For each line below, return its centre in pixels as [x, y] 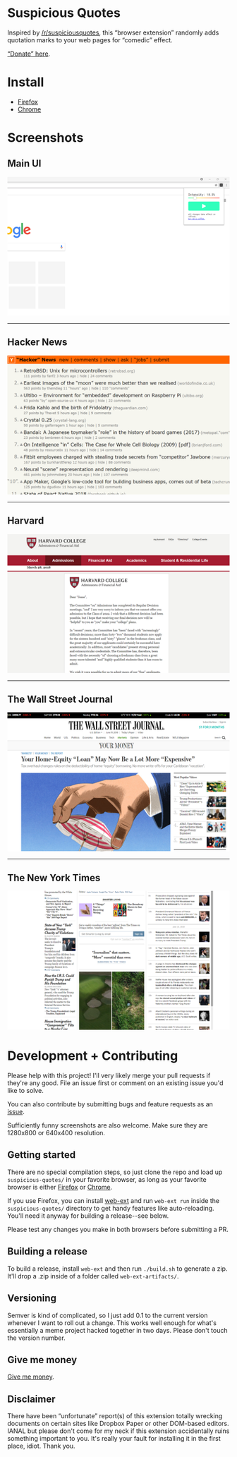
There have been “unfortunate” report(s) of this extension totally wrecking [115, 1416]
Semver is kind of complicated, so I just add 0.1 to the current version [108, 1315]
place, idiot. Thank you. [41, 1446]
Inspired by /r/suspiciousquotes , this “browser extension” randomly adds [113, 32]
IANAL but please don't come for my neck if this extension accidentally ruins [119, 1431]
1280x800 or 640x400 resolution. [56, 1133]
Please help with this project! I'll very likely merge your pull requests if [109, 1076]
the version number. [36, 1338]
